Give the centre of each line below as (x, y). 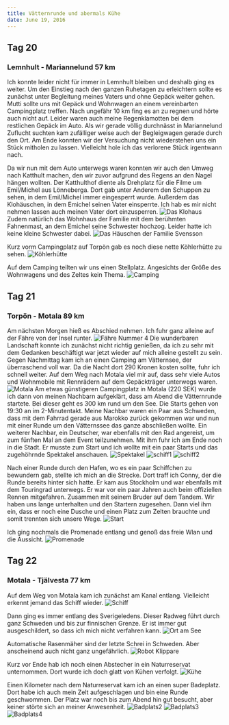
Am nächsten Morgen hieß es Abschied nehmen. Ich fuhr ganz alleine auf (110, 330)
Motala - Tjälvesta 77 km (49, 580)
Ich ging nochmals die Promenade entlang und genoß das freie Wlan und (110, 532)
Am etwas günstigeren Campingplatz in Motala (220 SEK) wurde (125, 389)
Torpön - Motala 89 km (46, 316)
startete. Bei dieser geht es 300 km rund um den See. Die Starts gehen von (113, 403)
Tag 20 (22, 48)
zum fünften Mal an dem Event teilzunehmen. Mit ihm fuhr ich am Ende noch (115, 440)
